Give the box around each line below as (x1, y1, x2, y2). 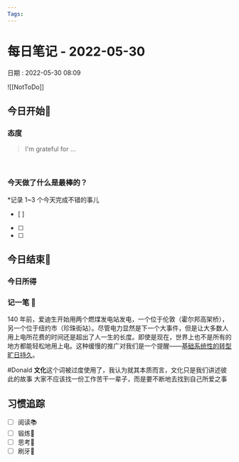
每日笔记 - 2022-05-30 (7, 43, 146, 59)
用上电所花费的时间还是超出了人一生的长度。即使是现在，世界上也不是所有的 (7, 333, 232, 342)
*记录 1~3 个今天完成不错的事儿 (7, 195, 100, 204)
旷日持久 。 (7, 351, 39, 359)
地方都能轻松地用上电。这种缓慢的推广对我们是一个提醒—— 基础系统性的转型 (7, 342, 232, 350)
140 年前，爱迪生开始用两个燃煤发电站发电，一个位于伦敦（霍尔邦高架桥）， (7, 315, 229, 324)
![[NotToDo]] (7, 83, 45, 91)
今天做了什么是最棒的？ (7, 178, 87, 188)
